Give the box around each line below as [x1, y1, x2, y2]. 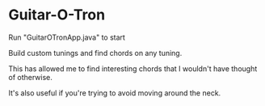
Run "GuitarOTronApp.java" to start [8, 32, 125, 42]
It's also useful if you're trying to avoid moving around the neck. [8, 87, 221, 98]
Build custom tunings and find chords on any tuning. [8, 48, 183, 57]
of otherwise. [8, 72, 53, 82]
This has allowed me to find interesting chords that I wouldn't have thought [8, 63, 258, 74]
